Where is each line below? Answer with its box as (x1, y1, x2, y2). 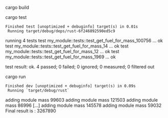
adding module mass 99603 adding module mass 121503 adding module (5, 97, 158, 103)
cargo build (5, 5, 30, 10)
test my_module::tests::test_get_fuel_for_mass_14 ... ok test (5, 43, 129, 49)
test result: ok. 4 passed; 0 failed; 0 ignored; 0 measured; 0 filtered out (5, 64, 155, 69)
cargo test (5, 14, 27, 20)
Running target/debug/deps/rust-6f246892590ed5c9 (7, 29, 115, 34)
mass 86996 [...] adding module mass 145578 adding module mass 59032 (5, 102, 162, 108)
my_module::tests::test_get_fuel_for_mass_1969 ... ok (5, 54, 116, 60)
